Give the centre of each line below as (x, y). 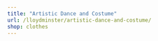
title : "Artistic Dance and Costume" (62, 14)
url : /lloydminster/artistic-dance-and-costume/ (79, 20)
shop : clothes (28, 26)
